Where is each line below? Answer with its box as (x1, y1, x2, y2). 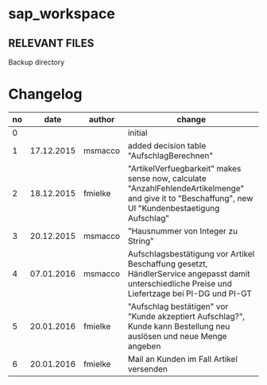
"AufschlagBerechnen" (127, 150, 213, 161)
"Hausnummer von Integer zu (127, 225, 238, 237)
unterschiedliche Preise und (127, 278, 233, 289)
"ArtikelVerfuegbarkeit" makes (127, 163, 242, 174)
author (88, 114, 115, 125)
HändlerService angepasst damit (127, 268, 250, 279)
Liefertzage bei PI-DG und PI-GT (127, 287, 253, 298)
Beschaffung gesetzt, (127, 258, 208, 269)
